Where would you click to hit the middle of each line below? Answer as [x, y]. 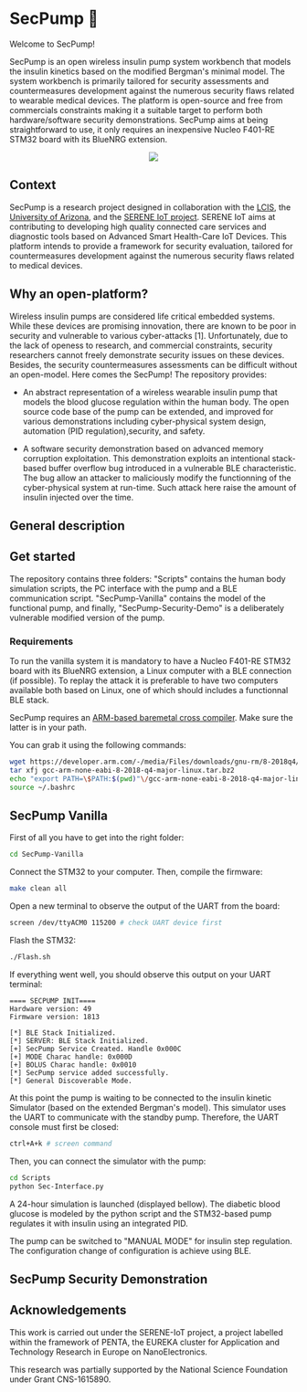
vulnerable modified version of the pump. [87, 617]
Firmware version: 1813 [55, 1017]
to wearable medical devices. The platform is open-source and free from [146, 100]
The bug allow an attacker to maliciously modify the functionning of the [157, 478]
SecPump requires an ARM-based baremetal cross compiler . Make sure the [152, 718]
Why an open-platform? [79, 295]
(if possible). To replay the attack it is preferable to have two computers [144, 680]
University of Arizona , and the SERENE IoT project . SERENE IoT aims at [143, 216]
